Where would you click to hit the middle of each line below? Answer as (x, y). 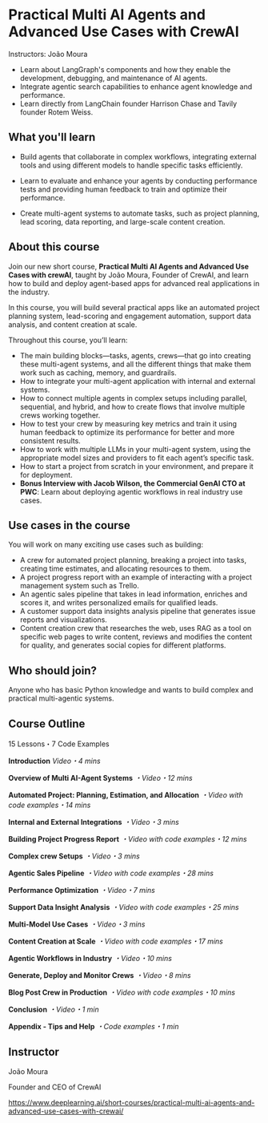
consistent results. (50, 440)
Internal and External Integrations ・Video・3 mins (94, 822)
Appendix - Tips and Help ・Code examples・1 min (94, 1026)
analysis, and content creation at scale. (73, 324)
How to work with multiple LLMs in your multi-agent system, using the (135, 449)
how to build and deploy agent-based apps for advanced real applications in (134, 283)
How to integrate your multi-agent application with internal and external (138, 381)
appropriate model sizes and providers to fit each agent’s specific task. (137, 458)
